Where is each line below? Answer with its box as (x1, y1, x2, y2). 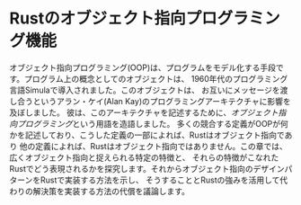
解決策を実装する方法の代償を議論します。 (32, 185, 190, 196)
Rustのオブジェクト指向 (9, 8, 186, 29)
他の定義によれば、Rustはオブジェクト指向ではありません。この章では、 (19, 140, 288, 151)
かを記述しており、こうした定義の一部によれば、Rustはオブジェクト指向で (9, 129, 285, 140)
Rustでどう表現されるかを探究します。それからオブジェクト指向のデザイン (9, 163, 285, 174)
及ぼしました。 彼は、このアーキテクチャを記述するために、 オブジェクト (9, 107, 279, 118)
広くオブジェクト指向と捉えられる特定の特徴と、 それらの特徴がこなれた (9, 152, 279, 163)
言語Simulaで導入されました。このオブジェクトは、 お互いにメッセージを (9, 85, 280, 95)
